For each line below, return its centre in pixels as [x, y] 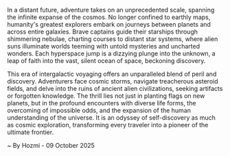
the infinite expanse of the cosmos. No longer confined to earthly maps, [109, 17]
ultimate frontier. [30, 132]
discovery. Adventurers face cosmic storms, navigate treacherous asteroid [113, 81]
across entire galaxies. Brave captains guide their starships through [102, 31]
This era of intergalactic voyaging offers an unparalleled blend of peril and [112, 74]
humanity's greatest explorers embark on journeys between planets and [109, 24]
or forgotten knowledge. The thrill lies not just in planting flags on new [106, 96]
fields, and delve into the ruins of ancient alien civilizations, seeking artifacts [115, 89]
